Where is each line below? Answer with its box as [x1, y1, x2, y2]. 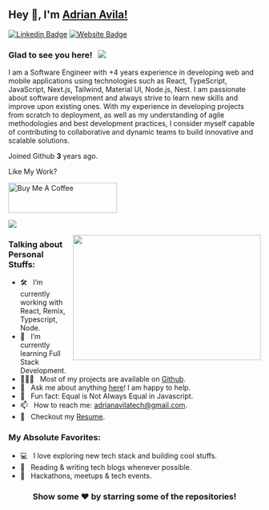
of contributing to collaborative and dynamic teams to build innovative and [8, 127, 254, 137]
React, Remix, [19, 306, 66, 316]
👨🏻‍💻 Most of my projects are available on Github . [19, 374, 187, 384]
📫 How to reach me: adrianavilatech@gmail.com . [19, 400, 188, 410]
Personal [8, 249, 44, 261]
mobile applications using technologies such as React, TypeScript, [8, 76, 227, 86]
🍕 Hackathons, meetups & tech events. [19, 471, 152, 480]
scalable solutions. [8, 136, 70, 145]
